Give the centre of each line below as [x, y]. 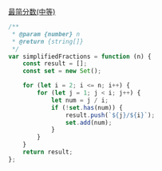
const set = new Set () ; [62, 71]
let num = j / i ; [80, 100]
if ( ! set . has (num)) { [87, 107]
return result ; [48, 152]
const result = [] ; [55, 64]
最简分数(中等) [32, 12]
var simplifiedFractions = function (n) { [80, 56]
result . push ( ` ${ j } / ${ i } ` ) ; [110, 115]
